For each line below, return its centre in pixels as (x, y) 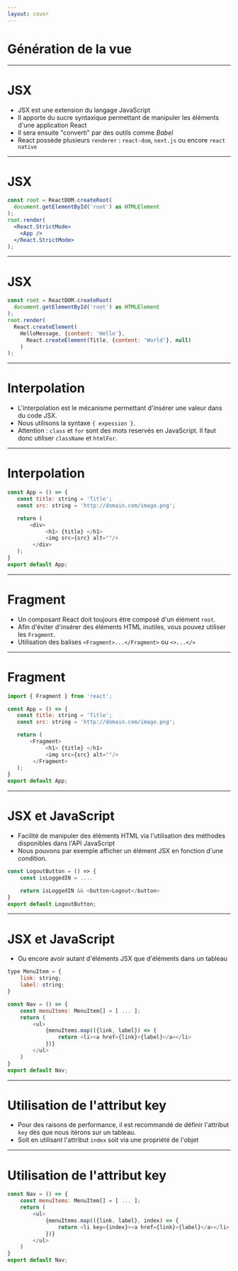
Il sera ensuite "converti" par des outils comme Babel (95, 133)
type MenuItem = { (34, 972)
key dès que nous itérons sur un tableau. (76, 1133)
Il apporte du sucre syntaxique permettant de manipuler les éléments (118, 117)
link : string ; (41, 978)
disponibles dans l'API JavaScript (66, 843)
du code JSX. (38, 416)
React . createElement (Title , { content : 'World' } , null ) (109, 340)
